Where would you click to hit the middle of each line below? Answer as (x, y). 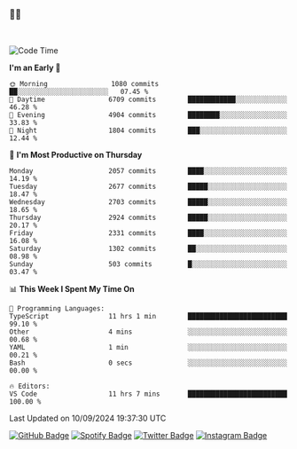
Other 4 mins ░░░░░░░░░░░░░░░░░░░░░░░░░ (148, 332)
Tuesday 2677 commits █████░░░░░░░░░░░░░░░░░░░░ (148, 187)
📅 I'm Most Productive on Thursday (76, 155)
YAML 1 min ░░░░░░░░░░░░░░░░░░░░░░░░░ (148, 348)
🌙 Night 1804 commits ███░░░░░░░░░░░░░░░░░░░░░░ (148, 131)
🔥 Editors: (30, 386)
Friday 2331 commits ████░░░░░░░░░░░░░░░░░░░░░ (148, 233)
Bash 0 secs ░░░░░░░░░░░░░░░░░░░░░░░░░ (148, 363)
